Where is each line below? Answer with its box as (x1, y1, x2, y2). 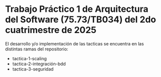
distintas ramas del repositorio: (5, 46, 68, 52)
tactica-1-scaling (12, 55, 47, 61)
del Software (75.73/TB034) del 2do (5, 14, 156, 25)
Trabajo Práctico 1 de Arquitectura (5, 3, 149, 15)
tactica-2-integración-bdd (12, 61, 66, 67)
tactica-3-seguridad (12, 66, 54, 72)
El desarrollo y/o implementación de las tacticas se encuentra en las (5, 40, 144, 46)
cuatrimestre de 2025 (5, 25, 97, 36)
